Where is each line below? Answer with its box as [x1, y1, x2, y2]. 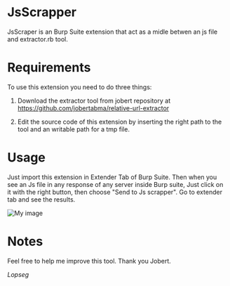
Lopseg [7, 270, 29, 278]
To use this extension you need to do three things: [7, 82, 152, 91]
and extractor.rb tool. [7, 34, 69, 43]
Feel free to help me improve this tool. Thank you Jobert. [7, 256, 172, 265]
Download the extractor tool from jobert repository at [17, 96, 170, 105]
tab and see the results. [7, 195, 76, 204]
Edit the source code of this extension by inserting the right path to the [17, 117, 222, 126]
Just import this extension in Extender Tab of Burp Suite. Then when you [7, 173, 217, 181]
